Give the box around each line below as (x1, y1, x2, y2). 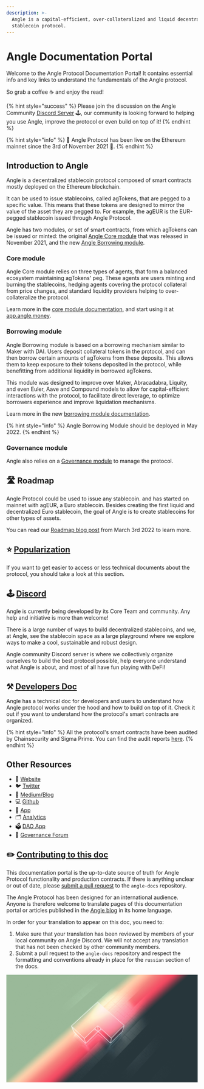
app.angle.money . (6, 312, 52, 320)
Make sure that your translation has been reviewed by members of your (15, 930, 194, 937)
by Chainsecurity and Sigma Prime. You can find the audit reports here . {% (6, 735, 194, 743)
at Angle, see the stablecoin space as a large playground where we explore (6, 632, 194, 640)
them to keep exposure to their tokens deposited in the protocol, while (6, 360, 182, 368)
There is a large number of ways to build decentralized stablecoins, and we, (6, 626, 196, 633)
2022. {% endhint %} (6, 428, 59, 435)
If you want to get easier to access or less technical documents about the (6, 564, 190, 571)
